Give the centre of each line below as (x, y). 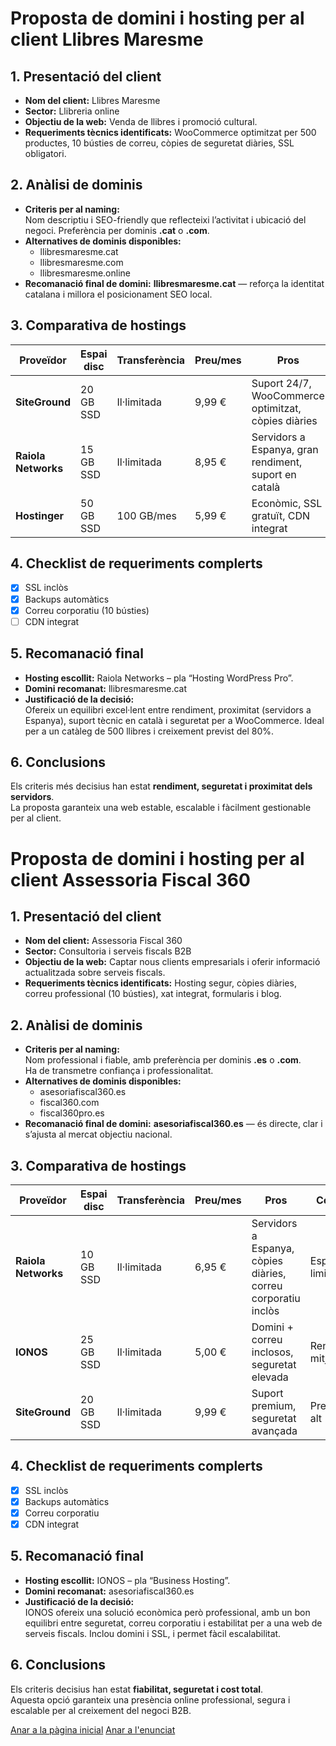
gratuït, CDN (281, 515)
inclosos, (272, 1352)
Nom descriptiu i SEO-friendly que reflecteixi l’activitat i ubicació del (165, 219)
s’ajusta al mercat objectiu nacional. (98, 1134)
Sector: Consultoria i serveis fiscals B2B (108, 951)
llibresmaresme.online (85, 273)
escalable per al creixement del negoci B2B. (101, 1710)
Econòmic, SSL (287, 503)
